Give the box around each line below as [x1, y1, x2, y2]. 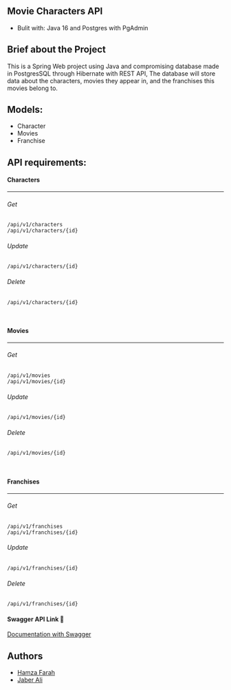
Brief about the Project [7, 44, 107, 56]
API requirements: [7, 156, 87, 168]
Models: [7, 104, 43, 116]
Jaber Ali [16, 676, 43, 684]
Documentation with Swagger [7, 630, 91, 638]
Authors [7, 650, 43, 662]
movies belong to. [7, 84, 58, 92]
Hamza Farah [16, 669, 56, 677]
